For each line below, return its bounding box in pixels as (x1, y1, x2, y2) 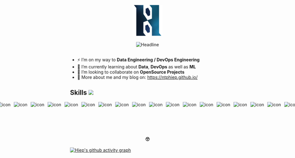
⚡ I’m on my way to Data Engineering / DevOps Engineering (77, 57, 200, 63)
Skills (70, 89, 87, 97)
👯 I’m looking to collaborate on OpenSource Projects (77, 69, 184, 75)
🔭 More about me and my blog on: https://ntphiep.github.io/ (77, 74, 198, 80)
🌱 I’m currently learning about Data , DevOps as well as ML (77, 64, 196, 69)
